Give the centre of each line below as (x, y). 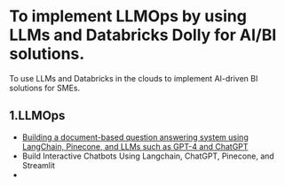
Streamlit (39, 165)
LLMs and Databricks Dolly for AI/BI (143, 35)
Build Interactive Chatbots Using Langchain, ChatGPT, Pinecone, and (148, 156)
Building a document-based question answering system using (135, 137)
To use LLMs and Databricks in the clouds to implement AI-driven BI (134, 78)
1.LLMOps (37, 116)
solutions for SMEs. (45, 88)
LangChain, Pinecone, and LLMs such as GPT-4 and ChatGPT (135, 146)
